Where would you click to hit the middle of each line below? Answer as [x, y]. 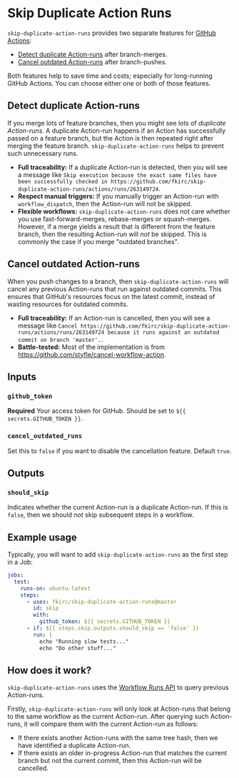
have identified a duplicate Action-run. [74, 746]
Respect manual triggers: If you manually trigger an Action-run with [118, 196]
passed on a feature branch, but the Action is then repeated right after [111, 138]
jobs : [15, 575]
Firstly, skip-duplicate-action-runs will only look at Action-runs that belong [119, 709]
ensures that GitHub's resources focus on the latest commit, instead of [111, 296]
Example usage [42, 537]
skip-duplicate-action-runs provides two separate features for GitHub [112, 33]
